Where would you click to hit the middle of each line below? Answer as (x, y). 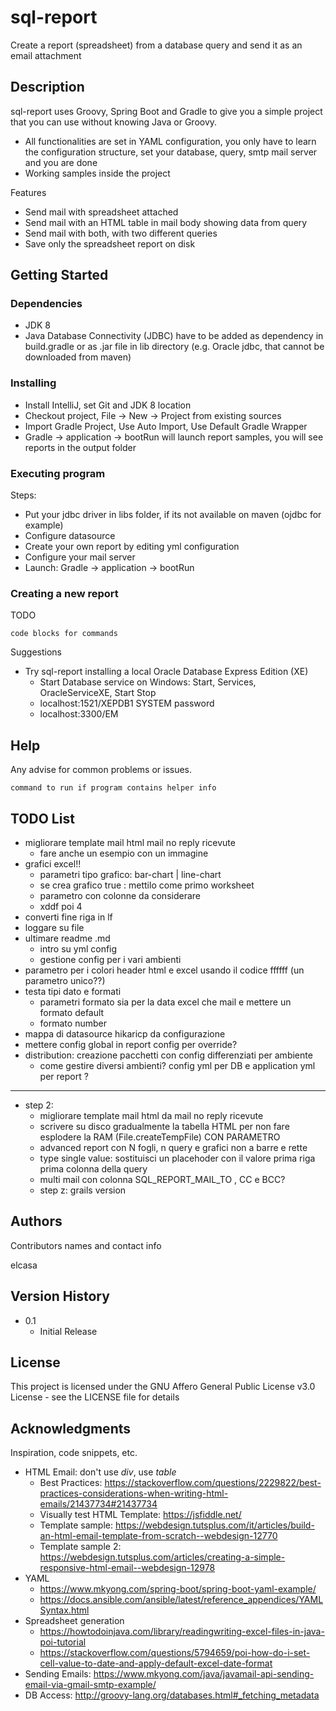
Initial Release (68, 1331)
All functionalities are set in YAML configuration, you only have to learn (170, 141)
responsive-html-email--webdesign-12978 (127, 1568)
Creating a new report (64, 593)
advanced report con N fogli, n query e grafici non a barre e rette (173, 1147)
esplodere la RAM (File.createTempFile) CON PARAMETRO (160, 1137)
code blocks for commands (64, 634)
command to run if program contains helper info (113, 788)
